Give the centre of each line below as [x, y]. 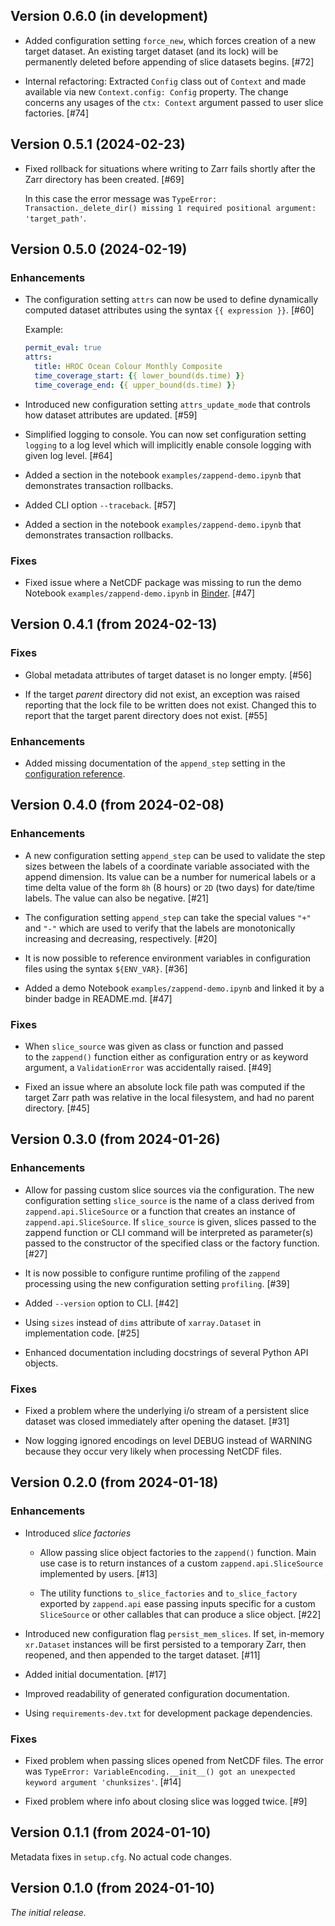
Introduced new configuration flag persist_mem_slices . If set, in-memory [174, 1633]
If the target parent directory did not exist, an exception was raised [162, 694]
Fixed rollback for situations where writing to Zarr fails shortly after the [170, 168]
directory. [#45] [57, 1108]
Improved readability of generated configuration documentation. [157, 1693]
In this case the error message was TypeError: [121, 198]
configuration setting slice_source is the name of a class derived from [169, 1200]
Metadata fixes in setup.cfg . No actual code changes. [121, 1856]
